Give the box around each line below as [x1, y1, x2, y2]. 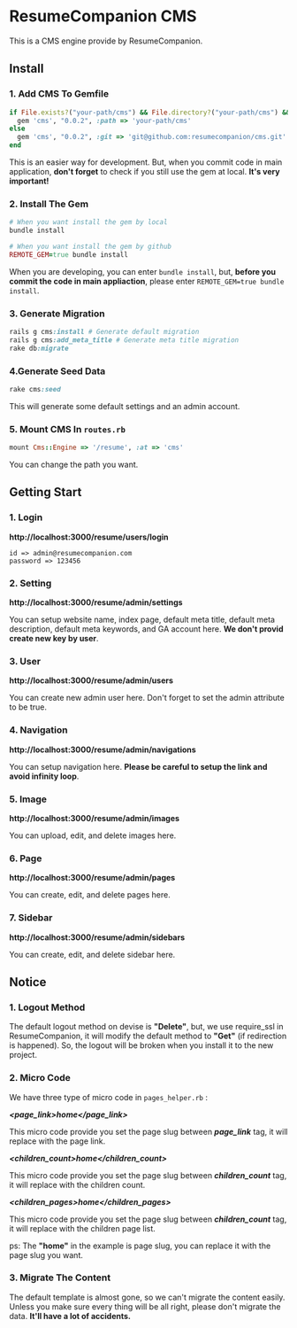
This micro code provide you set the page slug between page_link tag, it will [9, 1126, 288, 1137]
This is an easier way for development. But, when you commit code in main [9, 157, 283, 167]
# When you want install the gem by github [9, 242, 172, 252]
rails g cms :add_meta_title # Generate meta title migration [9, 335, 240, 345]
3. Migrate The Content [9, 1271, 111, 1284]
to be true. [9, 702, 47, 712]
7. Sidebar [9, 912, 53, 924]
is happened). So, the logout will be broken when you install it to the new [9, 1040, 274, 1051]
